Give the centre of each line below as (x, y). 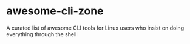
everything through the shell (42, 34)
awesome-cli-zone (55, 11)
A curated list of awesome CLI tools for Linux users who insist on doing (95, 28)
